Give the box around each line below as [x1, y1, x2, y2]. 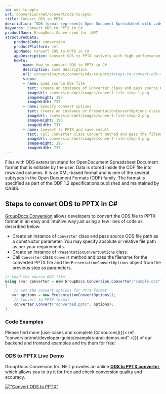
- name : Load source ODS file [23, 81, 85, 86]
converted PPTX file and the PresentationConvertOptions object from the [12, 259, 161, 265]
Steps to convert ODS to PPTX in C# [5, 200, 118, 208]
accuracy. [5, 374, 26, 380]
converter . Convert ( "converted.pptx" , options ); [14, 302, 114, 307]
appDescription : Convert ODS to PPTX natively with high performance [14, 53, 161, 58]
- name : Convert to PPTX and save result [23, 127, 110, 132]
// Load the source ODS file [5, 274, 65, 279]
